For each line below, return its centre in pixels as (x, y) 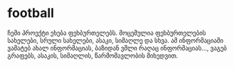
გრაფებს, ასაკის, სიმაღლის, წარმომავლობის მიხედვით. (93, 56)
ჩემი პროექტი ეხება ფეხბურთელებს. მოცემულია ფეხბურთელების (107, 33)
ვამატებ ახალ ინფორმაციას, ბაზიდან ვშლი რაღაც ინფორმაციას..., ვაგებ (117, 48)
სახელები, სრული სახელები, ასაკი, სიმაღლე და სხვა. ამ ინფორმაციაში (116, 40)
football (31, 13)
